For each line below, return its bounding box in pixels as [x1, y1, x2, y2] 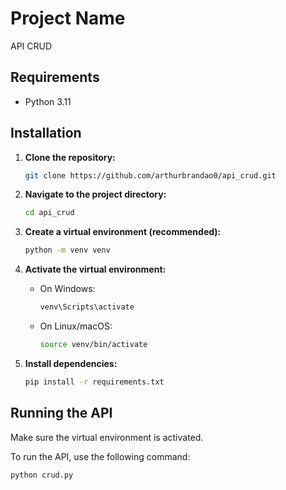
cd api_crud [24, 208, 75, 218]
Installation [10, 125, 82, 142]
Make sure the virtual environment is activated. [10, 431, 204, 443]
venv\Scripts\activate [39, 302, 135, 312]
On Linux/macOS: [39, 320, 113, 332]
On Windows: [39, 283, 96, 295]
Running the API [10, 405, 113, 422]
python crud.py [10, 470, 74, 480]
